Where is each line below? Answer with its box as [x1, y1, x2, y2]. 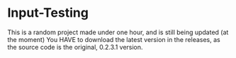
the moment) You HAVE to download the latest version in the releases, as [7, 35, 221, 43]
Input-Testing [7, 5, 89, 21]
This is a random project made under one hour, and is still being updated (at [7, 28, 229, 36]
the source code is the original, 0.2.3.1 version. [7, 43, 143, 51]
